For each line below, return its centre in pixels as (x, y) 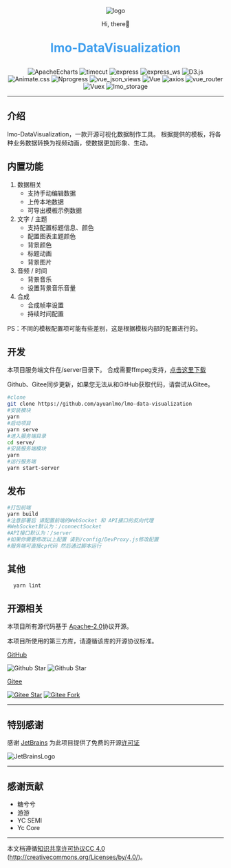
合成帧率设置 (45, 305)
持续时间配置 (45, 313)
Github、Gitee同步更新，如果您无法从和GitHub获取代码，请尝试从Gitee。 (111, 384)
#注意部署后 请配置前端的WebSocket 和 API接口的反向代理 (80, 520)
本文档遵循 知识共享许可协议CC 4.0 (56, 848)
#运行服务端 (22, 462)
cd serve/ (21, 442)
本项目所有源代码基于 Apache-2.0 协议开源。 (70, 626)
